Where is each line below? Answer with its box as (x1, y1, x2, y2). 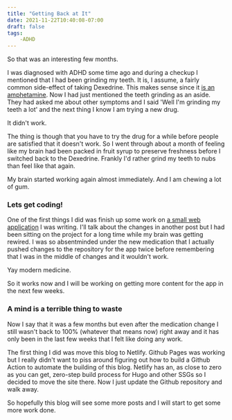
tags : (7, 29, 23, 37)
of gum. (7, 183, 30, 191)
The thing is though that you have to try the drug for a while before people (7, 133, 219, 141)
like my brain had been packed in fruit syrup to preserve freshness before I (7, 147, 221, 156)
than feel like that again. (7, 162, 75, 170)
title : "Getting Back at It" (7, 10, 91, 17)
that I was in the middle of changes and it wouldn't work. (7, 253, 169, 261)
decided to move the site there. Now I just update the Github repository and (7, 378, 223, 386)
